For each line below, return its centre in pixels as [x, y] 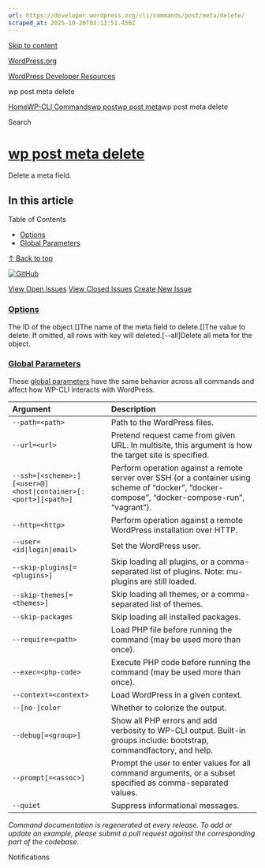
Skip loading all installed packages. [176, 617]
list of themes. [177, 603]
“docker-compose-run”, [199, 497]
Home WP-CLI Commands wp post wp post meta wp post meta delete [118, 107]
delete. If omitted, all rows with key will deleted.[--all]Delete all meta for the [130, 335]
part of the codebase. [44, 841]
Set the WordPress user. [156, 546]
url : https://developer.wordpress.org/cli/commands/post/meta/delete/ [127, 15]
